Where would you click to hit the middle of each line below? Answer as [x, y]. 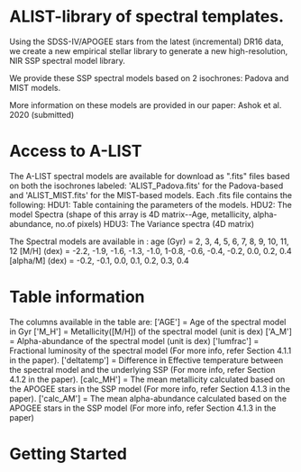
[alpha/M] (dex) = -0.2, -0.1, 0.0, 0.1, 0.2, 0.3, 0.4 [99, 260]
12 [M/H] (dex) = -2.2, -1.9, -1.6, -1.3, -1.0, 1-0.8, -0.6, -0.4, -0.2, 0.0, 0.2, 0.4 [150, 250]
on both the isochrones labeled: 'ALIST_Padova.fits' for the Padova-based [146, 186]
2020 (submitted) [42, 114]
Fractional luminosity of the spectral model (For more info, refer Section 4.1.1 [150, 350]
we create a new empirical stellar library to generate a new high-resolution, [149, 50]
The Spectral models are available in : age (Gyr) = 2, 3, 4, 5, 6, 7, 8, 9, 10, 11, [150, 241]
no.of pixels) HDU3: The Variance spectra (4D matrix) [155, 223]
